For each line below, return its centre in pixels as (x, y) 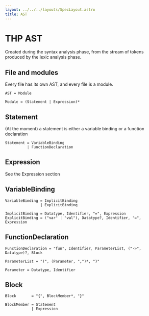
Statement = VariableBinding (35, 143)
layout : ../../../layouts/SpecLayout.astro (50, 10)
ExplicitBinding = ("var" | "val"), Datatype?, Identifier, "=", (73, 218)
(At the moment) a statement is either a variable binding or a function (75, 129)
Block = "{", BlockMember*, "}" (45, 296)
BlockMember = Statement (30, 305)
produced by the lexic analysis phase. (43, 57)
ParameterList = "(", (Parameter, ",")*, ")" (52, 261)
